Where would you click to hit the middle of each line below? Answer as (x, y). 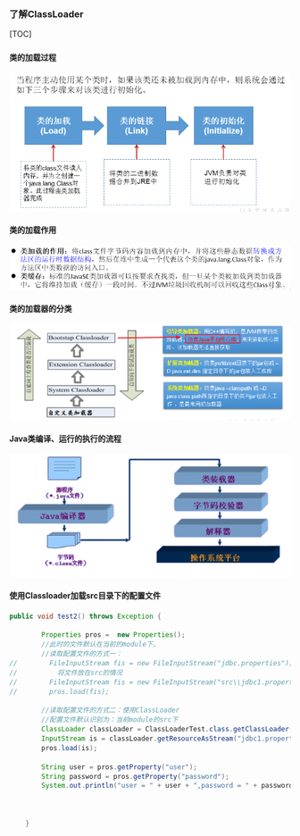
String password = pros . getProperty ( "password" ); (135, 776)
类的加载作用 (33, 230)
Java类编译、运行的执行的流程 (66, 439)
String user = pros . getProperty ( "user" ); (120, 767)
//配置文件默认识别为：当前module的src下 (110, 720)
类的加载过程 (33, 58)
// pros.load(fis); (59, 691)
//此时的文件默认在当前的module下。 (101, 645)
